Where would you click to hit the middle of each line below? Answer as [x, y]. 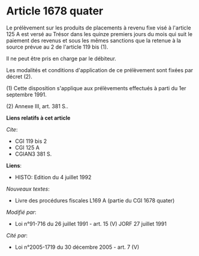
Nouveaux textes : [28, 189]
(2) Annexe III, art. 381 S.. [37, 106]
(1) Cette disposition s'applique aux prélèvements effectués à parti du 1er [97, 88]
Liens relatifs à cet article [38, 118]
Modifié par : [22, 212]
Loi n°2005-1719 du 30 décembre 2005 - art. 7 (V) [77, 247]
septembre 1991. [26, 94]
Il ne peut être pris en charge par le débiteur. [61, 58]
